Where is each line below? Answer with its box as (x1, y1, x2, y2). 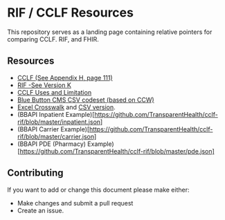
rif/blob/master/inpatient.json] (17, 118, 103, 126)
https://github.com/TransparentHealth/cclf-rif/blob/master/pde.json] (19, 147, 215, 155)
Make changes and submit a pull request (17, 199, 134, 207)
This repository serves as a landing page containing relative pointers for (7, 28, 213, 36)
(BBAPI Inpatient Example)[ (17, 110, 95, 118)
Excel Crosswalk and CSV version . (17, 102, 116, 111)
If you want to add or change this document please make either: (7, 185, 190, 194)
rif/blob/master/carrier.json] (17, 132, 97, 140)
